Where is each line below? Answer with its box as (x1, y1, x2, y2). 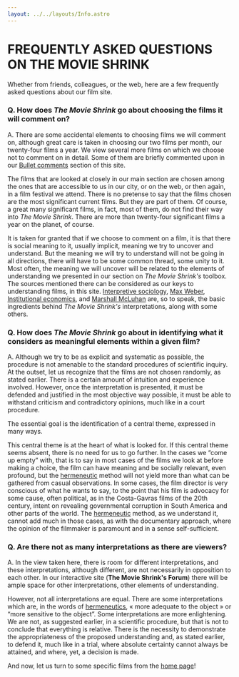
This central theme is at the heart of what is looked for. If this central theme (7, 441, 228, 449)
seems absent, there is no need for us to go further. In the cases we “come (7, 449, 228, 457)
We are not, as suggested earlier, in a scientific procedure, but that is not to (7, 618, 229, 626)
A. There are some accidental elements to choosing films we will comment (7, 130, 226, 139)
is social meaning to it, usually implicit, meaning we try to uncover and (7, 241, 214, 250)
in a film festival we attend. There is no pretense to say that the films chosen (7, 190, 232, 198)
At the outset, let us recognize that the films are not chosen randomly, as (7, 368, 221, 377)
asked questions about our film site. (7, 87, 113, 96)
